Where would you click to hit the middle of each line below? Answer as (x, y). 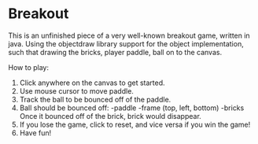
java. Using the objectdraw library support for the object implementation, (126, 43)
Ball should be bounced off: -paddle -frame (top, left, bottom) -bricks (132, 108)
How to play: (29, 67)
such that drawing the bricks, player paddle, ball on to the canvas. (115, 52)
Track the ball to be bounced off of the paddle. (95, 99)
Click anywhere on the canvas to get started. (92, 83)
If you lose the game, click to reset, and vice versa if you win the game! (135, 124)
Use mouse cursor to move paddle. (76, 90)
